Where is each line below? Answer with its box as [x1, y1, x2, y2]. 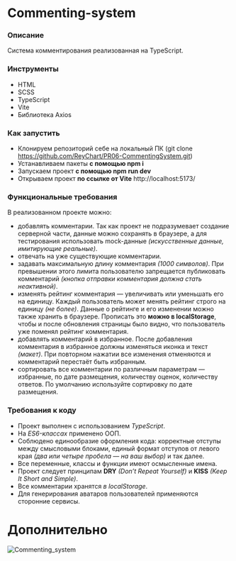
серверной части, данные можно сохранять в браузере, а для [17, 229, 207, 238]
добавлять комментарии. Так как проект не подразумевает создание [17, 222, 230, 230]
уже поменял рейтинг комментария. [17, 328, 129, 336]
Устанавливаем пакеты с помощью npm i [17, 160, 144, 168]
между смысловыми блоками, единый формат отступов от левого [17, 444, 220, 452]
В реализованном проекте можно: [7, 208, 112, 217]
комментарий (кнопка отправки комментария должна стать [17, 274, 202, 283]
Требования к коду [7, 406, 77, 416]
